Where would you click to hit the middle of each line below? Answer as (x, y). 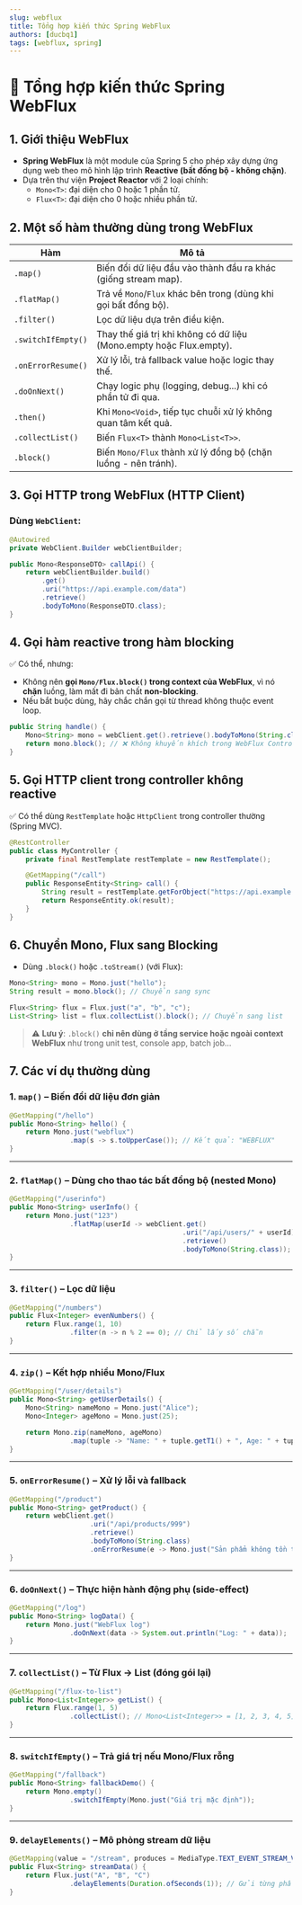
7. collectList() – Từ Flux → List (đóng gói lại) (111, 1673)
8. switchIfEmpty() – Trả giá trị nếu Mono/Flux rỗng (122, 1756)
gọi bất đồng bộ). (132, 305)
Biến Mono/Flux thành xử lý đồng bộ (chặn (184, 452)
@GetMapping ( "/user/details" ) (66, 1391)
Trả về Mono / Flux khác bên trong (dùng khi (185, 294)
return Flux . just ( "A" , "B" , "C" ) (88, 1875)
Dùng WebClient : (45, 521)
